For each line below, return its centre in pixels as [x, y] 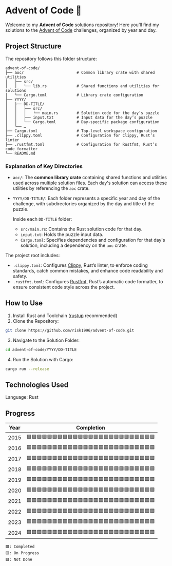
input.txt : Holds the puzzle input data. [62, 235]
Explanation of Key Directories [44, 166]
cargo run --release [27, 369]
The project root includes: [33, 256]
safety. [20, 276]
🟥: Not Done [19, 560]
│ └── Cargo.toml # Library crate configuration [74, 95]
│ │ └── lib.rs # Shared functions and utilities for [82, 86]
